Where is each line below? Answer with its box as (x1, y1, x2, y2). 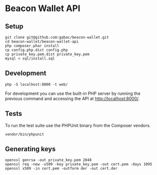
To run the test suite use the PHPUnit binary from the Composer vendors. (5, 122, 151, 128)
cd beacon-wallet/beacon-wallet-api (5, 39, 79, 44)
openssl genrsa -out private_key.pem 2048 (5, 158, 92, 162)
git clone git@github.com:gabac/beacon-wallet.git (5, 35, 109, 40)
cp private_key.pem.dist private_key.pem (5, 52, 90, 57)
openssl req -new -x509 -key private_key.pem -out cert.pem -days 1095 (5, 162, 152, 167)
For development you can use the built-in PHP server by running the (5, 90, 141, 96)
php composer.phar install (5, 44, 59, 48)
